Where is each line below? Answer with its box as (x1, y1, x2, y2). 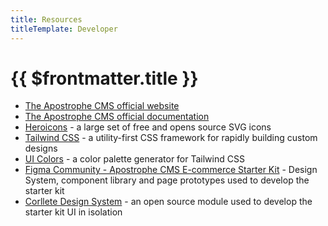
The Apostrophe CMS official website (24, 100, 180, 112)
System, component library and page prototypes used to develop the (24, 174, 310, 186)
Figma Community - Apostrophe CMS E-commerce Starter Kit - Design (24, 164, 318, 176)
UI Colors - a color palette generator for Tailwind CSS (24, 153, 245, 165)
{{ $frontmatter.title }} (10, 67, 199, 90)
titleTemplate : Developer (10, 24, 118, 34)
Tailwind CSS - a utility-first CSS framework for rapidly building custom (24, 132, 318, 144)
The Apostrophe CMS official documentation (24, 111, 210, 123)
